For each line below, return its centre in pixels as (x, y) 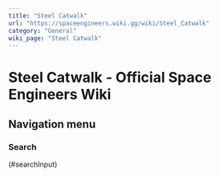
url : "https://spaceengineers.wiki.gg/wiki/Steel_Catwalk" (109, 23)
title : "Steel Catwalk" (48, 16)
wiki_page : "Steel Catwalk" (55, 38)
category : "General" (43, 30)
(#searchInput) (33, 164)
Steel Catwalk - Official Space (110, 78)
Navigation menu (52, 124)
